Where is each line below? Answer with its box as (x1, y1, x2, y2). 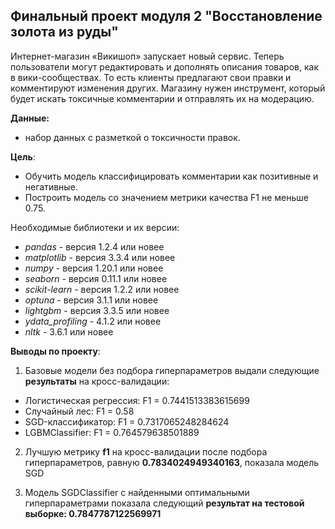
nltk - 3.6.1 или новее (24, 325, 114, 338)
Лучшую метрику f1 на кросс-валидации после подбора (24, 445, 268, 458)
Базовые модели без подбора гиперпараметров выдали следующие (24, 364, 320, 376)
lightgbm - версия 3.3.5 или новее (24, 304, 170, 316)
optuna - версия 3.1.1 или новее (24, 294, 159, 306)
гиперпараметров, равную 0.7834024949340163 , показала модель (24, 456, 320, 468)
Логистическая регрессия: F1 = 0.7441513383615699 (24, 394, 250, 406)
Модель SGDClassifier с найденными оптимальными (24, 486, 250, 498)
